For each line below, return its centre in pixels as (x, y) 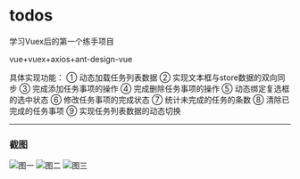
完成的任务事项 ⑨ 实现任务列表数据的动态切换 (95, 110)
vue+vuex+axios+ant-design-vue (71, 59)
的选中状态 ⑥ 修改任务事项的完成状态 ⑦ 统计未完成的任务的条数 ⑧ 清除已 (150, 100)
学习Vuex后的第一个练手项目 (62, 41)
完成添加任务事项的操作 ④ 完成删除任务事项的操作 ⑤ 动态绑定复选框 (161, 88)
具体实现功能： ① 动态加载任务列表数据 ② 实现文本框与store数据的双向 (144, 77)
